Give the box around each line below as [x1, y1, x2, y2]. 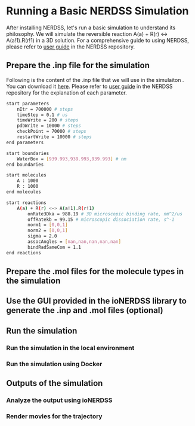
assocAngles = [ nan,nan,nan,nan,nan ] [27, 239, 121, 245]
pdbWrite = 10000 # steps [17, 123, 82, 129]
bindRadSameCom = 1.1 [27, 244, 82, 250]
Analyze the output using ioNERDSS [6, 396, 113, 404]
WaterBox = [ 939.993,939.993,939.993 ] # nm [17, 156, 127, 162]
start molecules [6, 172, 47, 178]
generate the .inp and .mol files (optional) [6, 305, 163, 315]
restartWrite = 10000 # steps [17, 134, 92, 140]
